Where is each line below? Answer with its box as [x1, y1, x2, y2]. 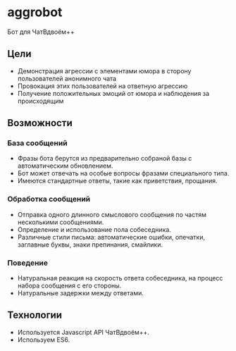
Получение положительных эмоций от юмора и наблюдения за [17, 89, 210, 97]
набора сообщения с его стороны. [17, 281, 122, 290]
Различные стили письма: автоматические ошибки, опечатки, [17, 233, 206, 241]
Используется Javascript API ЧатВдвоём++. [17, 328, 150, 336]
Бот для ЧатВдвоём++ [7, 27, 75, 36]
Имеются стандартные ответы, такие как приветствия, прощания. [17, 177, 218, 185]
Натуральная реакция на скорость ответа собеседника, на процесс [17, 274, 223, 283]
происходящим [17, 97, 64, 105]
